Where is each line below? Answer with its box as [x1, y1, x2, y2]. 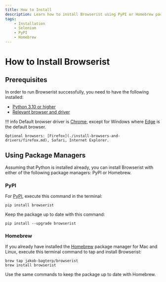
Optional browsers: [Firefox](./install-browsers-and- [5, 133, 121, 139]
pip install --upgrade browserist [5, 221, 77, 226]
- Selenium [14, 26, 37, 31]
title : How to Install [5, 7, 52, 12]
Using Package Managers [5, 151, 86, 160]
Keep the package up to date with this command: [5, 211, 105, 217]
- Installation [14, 21, 45, 26]
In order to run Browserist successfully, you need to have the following [5, 89, 149, 94]
